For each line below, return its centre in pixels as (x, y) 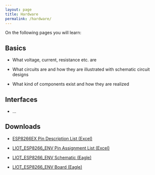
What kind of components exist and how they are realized (71, 84)
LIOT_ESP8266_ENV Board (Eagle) (47, 167)
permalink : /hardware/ (28, 19)
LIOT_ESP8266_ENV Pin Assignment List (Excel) (61, 148)
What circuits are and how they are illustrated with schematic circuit (81, 70)
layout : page (18, 10)
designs (20, 75)
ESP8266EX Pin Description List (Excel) (52, 138)
